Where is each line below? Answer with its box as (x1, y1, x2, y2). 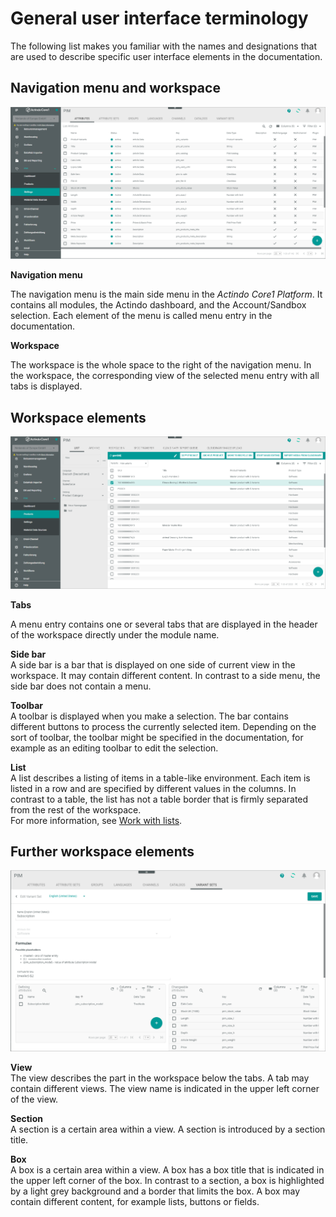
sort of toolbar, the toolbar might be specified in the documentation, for (10, 731, 304, 743)
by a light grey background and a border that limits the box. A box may (10, 1185, 301, 1197)
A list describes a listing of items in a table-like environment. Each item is (10, 772, 311, 784)
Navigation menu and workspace (10, 80, 221, 97)
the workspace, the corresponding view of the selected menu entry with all (10, 370, 320, 382)
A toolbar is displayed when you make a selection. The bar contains (10, 710, 289, 722)
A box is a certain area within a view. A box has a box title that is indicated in (10, 1164, 325, 1176)
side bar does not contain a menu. (10, 680, 152, 692)
